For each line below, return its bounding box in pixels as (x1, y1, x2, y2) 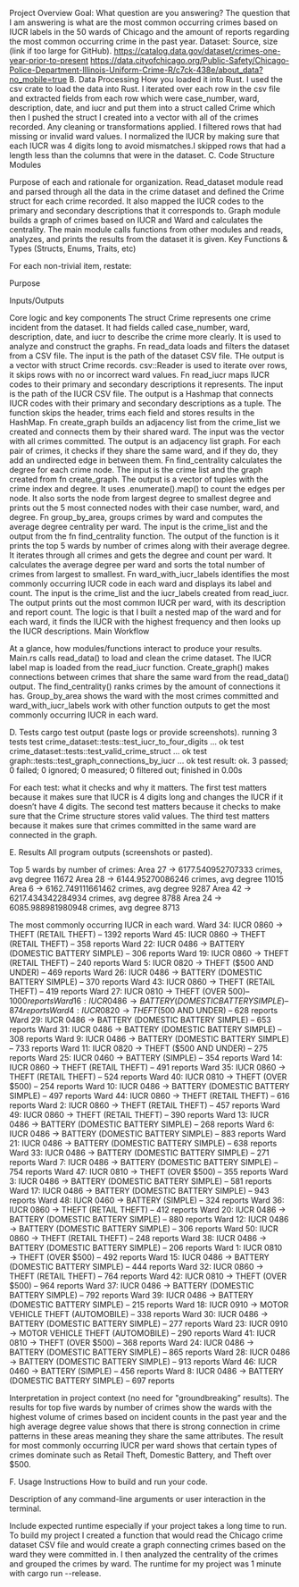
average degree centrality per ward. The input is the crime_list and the (9, 522, 268, 532)
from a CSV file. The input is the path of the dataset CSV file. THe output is (9, 350, 285, 361)
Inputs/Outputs (9, 295, 65, 306)
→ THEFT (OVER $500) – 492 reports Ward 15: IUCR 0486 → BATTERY (9, 1252, 270, 1263)
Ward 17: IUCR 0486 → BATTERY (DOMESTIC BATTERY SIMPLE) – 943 (9, 1186, 270, 1196)
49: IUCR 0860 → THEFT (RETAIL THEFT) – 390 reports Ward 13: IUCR (9, 1110, 270, 1120)
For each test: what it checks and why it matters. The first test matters (9, 782, 268, 793)
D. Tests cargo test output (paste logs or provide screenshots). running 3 (9, 727, 278, 737)
